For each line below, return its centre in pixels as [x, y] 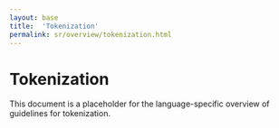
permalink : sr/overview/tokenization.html [91, 34]
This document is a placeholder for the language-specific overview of [139, 104]
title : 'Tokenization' [54, 26]
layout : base [34, 18]
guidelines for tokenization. [60, 114]
